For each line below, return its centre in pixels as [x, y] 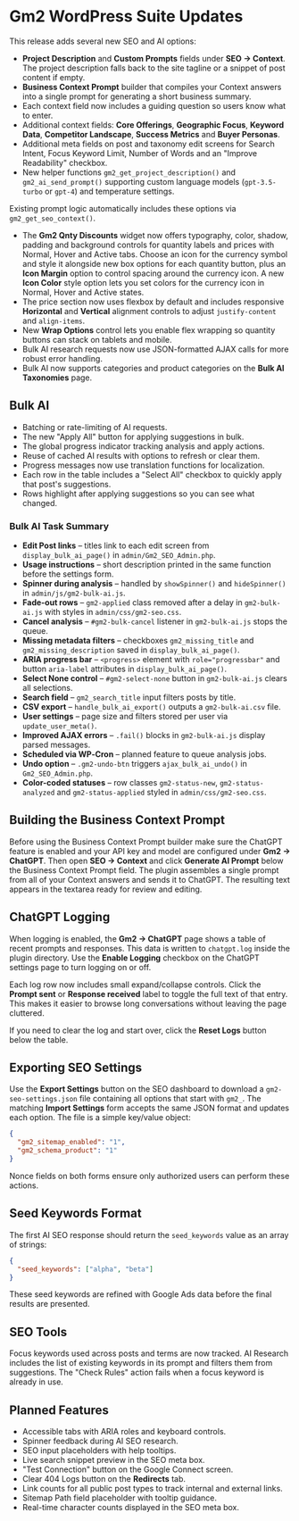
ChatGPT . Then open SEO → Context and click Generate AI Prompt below [146, 860]
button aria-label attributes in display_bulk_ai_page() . [125, 669]
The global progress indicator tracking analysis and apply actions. [143, 446]
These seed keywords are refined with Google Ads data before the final [141, 1294]
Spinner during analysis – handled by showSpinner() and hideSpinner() [154, 584]
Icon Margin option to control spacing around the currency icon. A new [153, 273]
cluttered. [27, 1013]
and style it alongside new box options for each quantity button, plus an [154, 263]
